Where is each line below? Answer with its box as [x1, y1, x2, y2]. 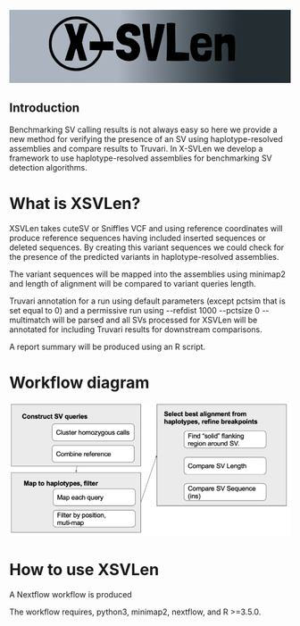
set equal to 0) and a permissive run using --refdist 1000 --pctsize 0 [9, 305, 261, 315]
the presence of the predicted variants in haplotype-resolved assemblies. [9, 251, 279, 262]
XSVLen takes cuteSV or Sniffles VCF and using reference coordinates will [9, 222, 283, 233]
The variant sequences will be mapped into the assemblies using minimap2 [9, 269, 286, 280]
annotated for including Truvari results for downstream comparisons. [9, 323, 262, 335]
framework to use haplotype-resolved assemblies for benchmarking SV [9, 153, 272, 163]
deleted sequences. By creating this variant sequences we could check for [9, 242, 285, 253]
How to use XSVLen [9, 560, 159, 580]
